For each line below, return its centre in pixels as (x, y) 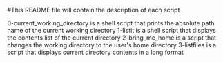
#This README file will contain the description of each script (94, 10)
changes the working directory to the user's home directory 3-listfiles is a (111, 45)
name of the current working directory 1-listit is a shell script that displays (111, 30)
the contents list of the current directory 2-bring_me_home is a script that (111, 38)
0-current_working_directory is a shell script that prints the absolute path (111, 23)
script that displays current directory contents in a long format (96, 52)
